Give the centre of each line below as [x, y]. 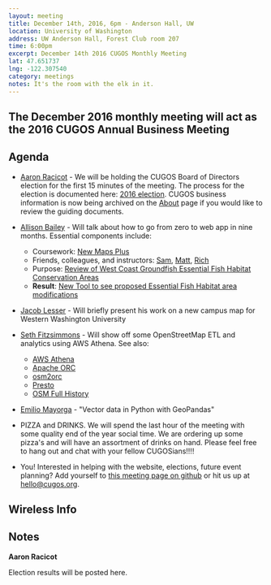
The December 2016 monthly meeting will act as [133, 117]
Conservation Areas [66, 277]
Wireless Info [43, 510]
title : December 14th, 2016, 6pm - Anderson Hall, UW [101, 24]
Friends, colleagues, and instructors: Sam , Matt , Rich [120, 260]
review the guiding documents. [72, 211]
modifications [55, 294]
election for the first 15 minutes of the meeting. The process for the [132, 185]
